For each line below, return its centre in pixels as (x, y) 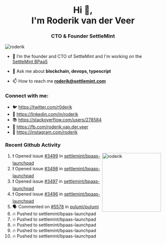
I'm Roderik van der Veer (83, 21)
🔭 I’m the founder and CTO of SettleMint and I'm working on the (77, 56)
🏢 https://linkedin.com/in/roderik (45, 114)
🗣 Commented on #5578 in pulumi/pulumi (55, 207)
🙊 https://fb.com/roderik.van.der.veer (50, 127)
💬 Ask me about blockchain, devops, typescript (62, 71)
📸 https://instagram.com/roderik (45, 132)
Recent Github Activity (33, 145)
